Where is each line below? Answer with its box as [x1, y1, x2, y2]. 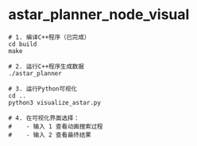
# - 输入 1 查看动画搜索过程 [8, 122, 103, 130]
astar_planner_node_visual [8, 6, 190, 24]
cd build [8, 40, 37, 48]
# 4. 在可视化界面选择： [8, 113, 79, 122]
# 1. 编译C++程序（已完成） [8, 33, 91, 41]
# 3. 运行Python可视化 [8, 85, 78, 93]
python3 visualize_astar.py [8, 98, 102, 106]
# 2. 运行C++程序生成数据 [8, 62, 85, 71]
